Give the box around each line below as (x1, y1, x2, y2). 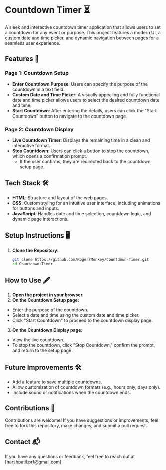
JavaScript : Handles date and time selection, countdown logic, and (12, 210, 151, 216)
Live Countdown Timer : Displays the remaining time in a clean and (12, 137, 150, 143)
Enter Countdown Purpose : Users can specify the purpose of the (12, 81, 148, 87)
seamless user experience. (5, 40, 61, 46)
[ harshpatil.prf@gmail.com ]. (5, 459, 63, 465)
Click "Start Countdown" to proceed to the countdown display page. (12, 317, 153, 324)
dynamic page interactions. (12, 216, 69, 222)
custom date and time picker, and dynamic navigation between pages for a (5, 35, 159, 41)
